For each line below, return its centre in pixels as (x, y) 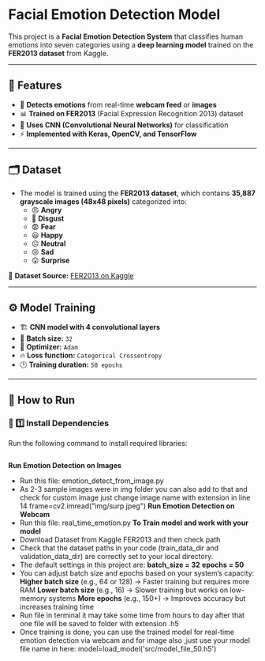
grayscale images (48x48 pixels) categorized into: (103, 201)
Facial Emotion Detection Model (114, 15)
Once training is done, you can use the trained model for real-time (127, 632)
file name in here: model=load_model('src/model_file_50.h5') (118, 649)
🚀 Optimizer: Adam (49, 347)
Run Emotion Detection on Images (65, 466)
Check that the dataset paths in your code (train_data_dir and (119, 548)
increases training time (57, 607)
